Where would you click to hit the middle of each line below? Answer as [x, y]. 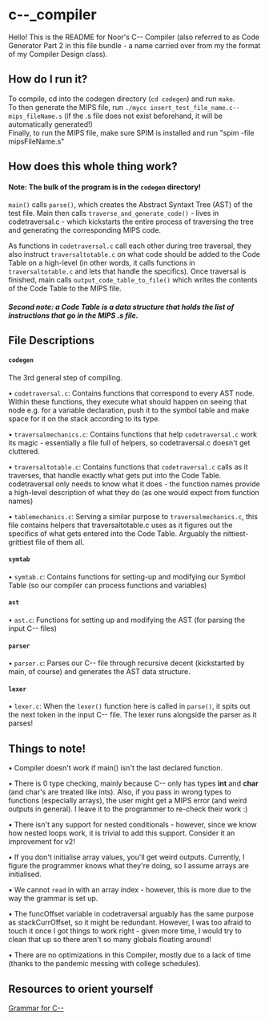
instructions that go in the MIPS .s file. [73, 315]
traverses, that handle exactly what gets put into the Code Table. [115, 475]
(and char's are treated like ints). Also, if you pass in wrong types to [120, 792]
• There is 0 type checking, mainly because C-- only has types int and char [133, 783]
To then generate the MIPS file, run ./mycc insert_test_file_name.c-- [124, 107]
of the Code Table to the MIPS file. [65, 289]
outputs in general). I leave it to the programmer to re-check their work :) [128, 809]
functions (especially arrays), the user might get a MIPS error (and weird [128, 801]
